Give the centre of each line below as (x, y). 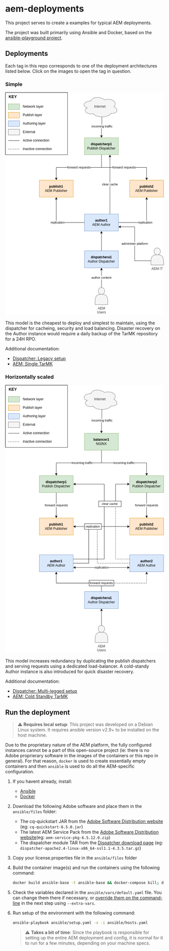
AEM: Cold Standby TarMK (40, 697)
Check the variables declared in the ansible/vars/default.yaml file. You (87, 892)
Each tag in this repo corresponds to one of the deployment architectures (81, 65)
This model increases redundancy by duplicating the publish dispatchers (80, 661)
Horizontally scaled (29, 377)
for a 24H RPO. (21, 339)
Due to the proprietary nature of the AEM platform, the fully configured (78, 745)
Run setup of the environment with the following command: (74, 913)
